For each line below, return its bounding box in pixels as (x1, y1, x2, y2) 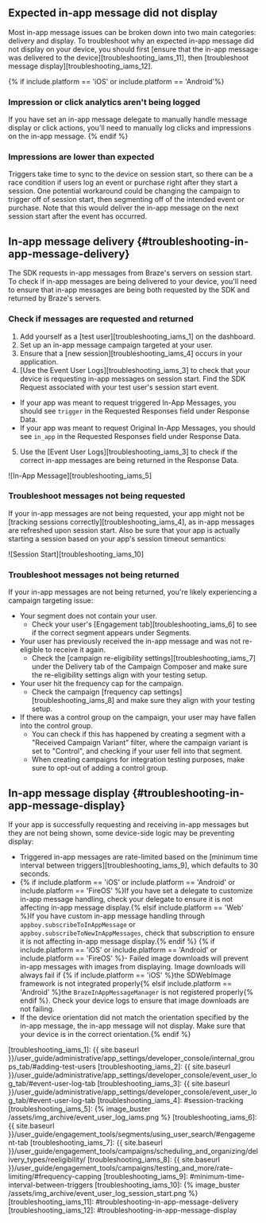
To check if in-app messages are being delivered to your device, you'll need (8, 277, 257, 286)
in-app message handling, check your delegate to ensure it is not (19, 894, 233, 903)
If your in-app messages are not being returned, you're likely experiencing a (8, 588, 257, 597)
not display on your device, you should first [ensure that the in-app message (8, 44, 259, 54)
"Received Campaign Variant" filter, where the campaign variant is (31, 738, 249, 747)
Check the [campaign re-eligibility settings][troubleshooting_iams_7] (31, 654, 256, 663)
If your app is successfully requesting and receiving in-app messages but (8, 819, 249, 829)
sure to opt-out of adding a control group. (31, 763, 168, 773)
